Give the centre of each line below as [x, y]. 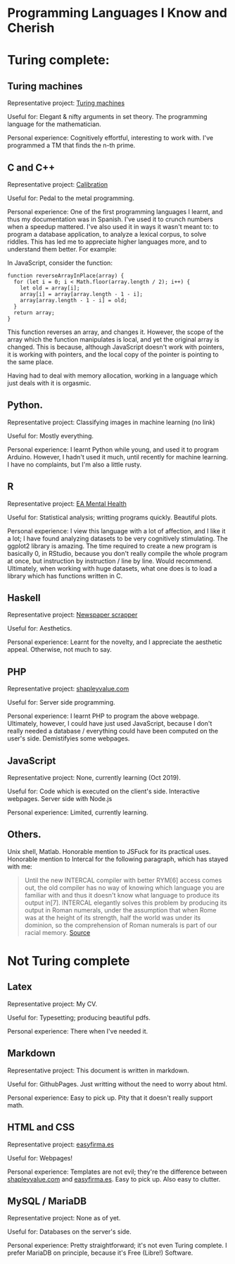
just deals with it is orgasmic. [49, 383]
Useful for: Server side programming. [61, 702]
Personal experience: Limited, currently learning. [78, 812]
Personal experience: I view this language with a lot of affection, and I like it [116, 531]
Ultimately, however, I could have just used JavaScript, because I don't [110, 724]
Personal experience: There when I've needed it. [78, 1031]
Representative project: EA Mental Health [67, 503]
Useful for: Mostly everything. [50, 435]
